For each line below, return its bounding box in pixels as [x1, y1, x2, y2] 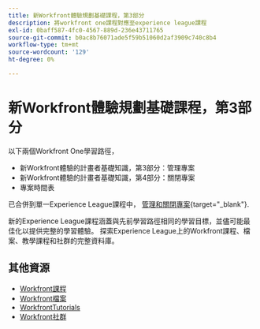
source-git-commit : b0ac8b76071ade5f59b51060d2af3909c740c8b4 [8, 33, 217, 42]
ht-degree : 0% [8, 56, 55, 64]
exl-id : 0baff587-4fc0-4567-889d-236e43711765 [8, 26, 164, 34]
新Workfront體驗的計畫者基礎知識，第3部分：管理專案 [19, 163, 195, 172]
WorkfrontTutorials [19, 302, 81, 312]
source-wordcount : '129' [8, 48, 90, 56]
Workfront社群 [19, 312, 67, 321]
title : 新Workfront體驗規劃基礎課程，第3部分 [8, 11, 145, 20]
